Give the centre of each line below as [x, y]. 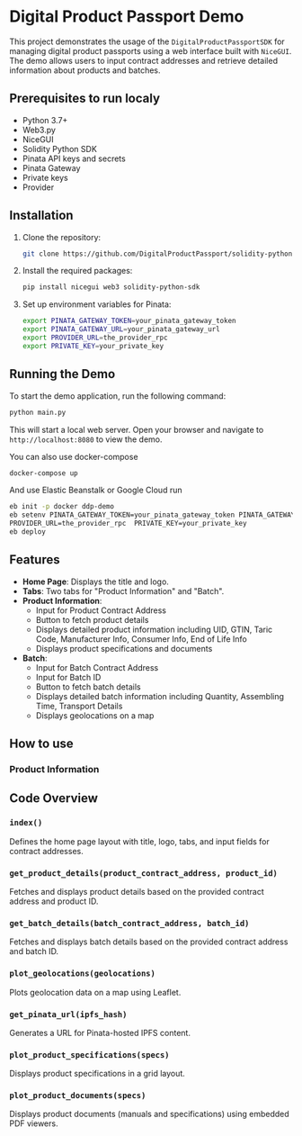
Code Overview [54, 798]
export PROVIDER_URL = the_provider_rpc [95, 338]
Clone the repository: [62, 237]
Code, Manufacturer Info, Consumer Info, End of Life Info [141, 639]
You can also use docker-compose [74, 456]
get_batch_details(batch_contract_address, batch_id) [129, 923]
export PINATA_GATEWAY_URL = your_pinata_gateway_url [121, 329]
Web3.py [39, 130]
